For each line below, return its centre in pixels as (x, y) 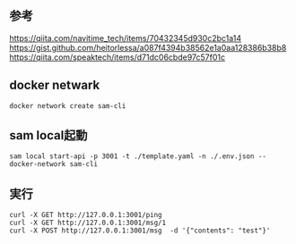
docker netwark (55, 85)
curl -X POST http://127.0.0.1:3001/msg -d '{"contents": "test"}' (140, 231)
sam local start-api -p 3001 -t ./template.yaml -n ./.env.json (132, 156)
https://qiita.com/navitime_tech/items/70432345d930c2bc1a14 (126, 38)
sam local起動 (48, 135)
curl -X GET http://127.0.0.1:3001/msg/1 (88, 223)
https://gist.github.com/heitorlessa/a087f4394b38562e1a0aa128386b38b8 (148, 47)
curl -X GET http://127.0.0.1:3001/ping (86, 215)
